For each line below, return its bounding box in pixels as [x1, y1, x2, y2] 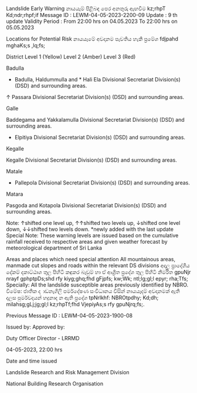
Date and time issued [6, 357, 57, 364]
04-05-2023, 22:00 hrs [6, 346, 63, 353]
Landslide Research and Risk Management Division [6, 369, 130, 375]
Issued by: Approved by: [6, 323, 66, 330]
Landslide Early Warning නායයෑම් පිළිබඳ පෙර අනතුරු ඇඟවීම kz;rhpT [6, 5, 166, 12]
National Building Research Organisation [6, 380, 104, 387]
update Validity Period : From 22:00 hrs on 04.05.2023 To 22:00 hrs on [6, 18, 178, 25]
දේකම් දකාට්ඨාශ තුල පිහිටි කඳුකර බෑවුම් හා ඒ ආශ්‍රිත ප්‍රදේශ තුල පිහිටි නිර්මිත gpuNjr [6, 269, 191, 275]
